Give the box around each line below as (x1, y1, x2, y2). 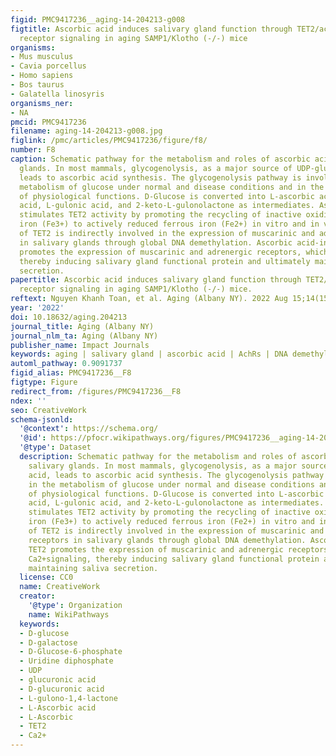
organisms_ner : (10, 98, 74, 108)
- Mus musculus (10, 52, 74, 62)
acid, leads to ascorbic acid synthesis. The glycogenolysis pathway (28, 470, 325, 480)
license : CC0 (19, 572, 74, 583)
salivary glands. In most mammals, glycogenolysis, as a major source (28, 461, 329, 471)
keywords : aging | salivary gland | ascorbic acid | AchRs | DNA (10, 349, 288, 360)
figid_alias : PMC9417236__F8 (10, 368, 132, 378)
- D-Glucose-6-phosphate (19, 647, 123, 657)
